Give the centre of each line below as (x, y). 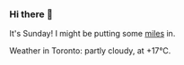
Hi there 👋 (31, 14)
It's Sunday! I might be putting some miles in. (92, 34)
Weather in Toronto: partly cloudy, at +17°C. (90, 51)
